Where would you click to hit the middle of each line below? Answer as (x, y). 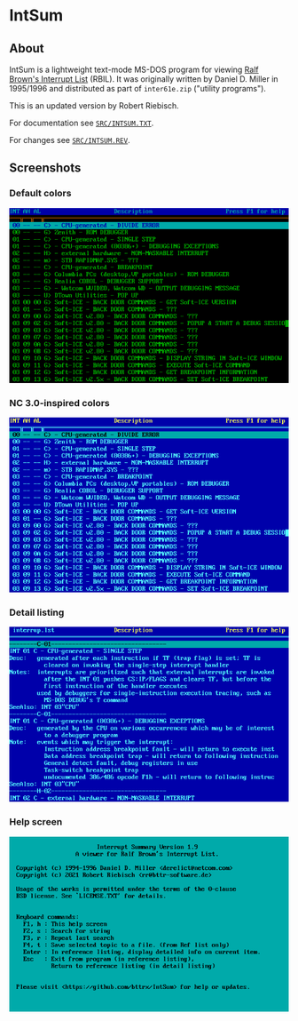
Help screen (36, 822)
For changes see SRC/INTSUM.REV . (70, 140)
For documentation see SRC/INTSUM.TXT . (82, 123)
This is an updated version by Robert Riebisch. (94, 106)
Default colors (40, 194)
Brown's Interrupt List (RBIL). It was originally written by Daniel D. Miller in (144, 79)
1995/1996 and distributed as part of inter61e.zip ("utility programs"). (137, 88)
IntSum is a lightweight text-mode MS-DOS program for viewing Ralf (134, 69)
